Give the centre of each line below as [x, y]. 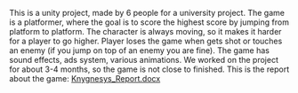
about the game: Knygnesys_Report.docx [85, 78]
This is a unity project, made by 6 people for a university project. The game [147, 13]
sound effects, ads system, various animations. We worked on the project [144, 60]
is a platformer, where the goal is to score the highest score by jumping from [149, 22]
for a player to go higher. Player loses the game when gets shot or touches [146, 41]
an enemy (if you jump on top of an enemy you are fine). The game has [139, 50]
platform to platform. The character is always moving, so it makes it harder [145, 31]
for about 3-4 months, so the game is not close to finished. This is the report [149, 69]
